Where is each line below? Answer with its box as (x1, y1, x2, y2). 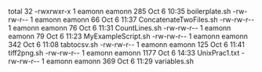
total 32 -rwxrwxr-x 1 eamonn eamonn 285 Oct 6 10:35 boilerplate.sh (8, 7, 231, 16)
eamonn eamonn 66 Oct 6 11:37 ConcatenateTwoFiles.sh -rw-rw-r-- (35, 15, 255, 24)
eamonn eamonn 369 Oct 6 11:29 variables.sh (45, 56, 195, 66)
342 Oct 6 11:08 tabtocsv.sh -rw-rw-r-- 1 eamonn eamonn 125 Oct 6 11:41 (8, 40, 246, 49)
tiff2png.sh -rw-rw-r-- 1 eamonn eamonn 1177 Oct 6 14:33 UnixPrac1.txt (8, 49, 240, 57)
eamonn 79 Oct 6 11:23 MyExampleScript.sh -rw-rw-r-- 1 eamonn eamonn (8, 31, 249, 41)
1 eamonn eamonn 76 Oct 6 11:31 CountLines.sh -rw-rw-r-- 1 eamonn (8, 23, 231, 32)
